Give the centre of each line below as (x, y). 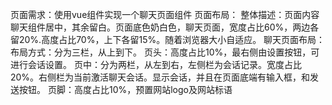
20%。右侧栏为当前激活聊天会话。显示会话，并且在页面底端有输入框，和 (160, 77)
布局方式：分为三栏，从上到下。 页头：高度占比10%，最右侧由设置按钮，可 (165, 52)
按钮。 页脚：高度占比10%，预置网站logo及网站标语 (125, 89)
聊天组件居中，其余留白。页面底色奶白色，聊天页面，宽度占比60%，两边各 (165, 27)
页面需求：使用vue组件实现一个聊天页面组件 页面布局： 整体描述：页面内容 (165, 14)
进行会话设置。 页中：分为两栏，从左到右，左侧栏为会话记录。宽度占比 (156, 64)
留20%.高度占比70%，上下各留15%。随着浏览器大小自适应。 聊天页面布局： (168, 39)
